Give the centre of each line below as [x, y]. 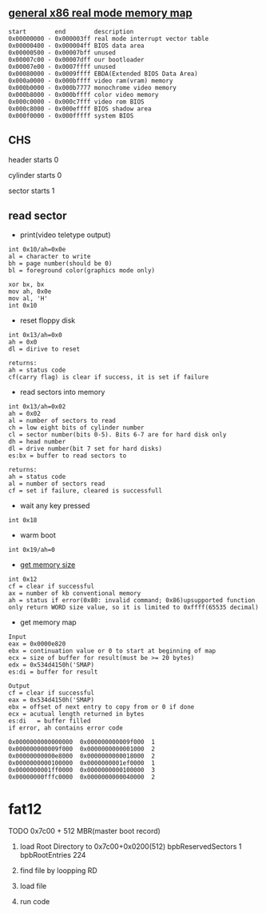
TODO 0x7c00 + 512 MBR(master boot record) [85, 831]
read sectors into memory [62, 392]
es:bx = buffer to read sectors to [67, 456]
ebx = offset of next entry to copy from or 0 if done [101, 707]
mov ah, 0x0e [30, 292]
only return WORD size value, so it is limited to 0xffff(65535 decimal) [134, 608]
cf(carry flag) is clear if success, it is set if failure [109, 377]
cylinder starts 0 [35, 175]
